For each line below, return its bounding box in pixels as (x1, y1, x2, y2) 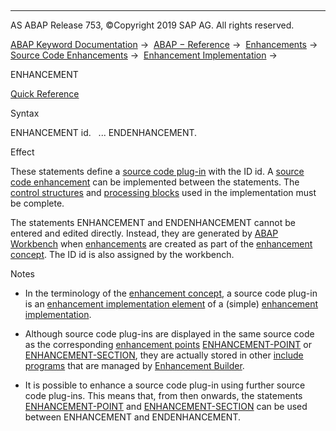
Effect (10, 146, 35, 158)
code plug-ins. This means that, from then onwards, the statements (24, 390, 303, 401)
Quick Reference (10, 88, 80, 100)
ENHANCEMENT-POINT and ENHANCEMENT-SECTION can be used (24, 401, 308, 412)
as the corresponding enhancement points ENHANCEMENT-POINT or (24, 339, 312, 350)
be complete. (10, 197, 65, 209)
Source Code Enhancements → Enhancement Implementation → (10, 49, 278, 61)
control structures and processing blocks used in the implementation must (10, 187, 317, 198)
